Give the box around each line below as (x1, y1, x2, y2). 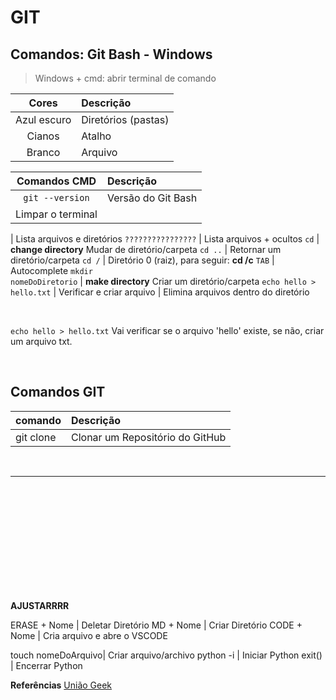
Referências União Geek (10, 679, 113, 691)
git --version (23, 192, 90, 203)
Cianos (26, 129, 60, 143)
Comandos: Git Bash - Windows (10, 46, 213, 63)
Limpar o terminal (15, 207, 98, 221)
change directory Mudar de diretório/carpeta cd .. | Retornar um (10, 244, 282, 255)
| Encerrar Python (10, 659, 83, 671)
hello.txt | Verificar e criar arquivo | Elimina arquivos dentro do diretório (10, 286, 310, 298)
